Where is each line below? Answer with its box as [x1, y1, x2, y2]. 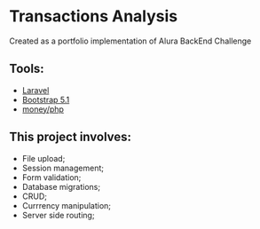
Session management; [21, 162, 105, 173]
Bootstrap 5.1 [21, 94, 70, 105]
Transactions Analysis [9, 6, 178, 27]
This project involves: [9, 130, 131, 145]
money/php [21, 104, 65, 114]
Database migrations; [21, 181, 100, 192]
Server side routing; [21, 209, 95, 220]
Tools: [9, 61, 44, 76]
